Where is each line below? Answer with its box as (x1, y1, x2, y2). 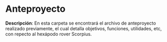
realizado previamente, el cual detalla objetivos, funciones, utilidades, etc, (5, 25, 162, 31)
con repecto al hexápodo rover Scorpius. (5, 31, 92, 37)
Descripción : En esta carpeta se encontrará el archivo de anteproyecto (5, 20, 156, 26)
